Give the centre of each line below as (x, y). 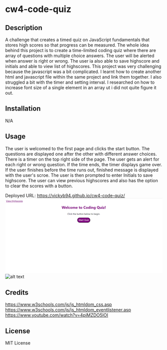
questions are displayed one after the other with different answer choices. (81, 154)
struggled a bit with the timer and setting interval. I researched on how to (80, 82)
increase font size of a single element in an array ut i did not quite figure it (81, 88)
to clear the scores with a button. (39, 186)
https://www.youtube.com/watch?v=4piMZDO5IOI (57, 315)
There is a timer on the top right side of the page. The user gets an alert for (82, 159)
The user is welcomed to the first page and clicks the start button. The (78, 148)
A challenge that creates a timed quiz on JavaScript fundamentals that (77, 40)
